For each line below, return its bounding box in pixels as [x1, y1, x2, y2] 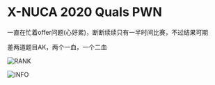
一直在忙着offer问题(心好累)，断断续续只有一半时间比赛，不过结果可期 [7, 28, 209, 36]
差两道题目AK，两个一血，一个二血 [7, 42, 108, 51]
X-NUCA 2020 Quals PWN [7, 4, 162, 20]
